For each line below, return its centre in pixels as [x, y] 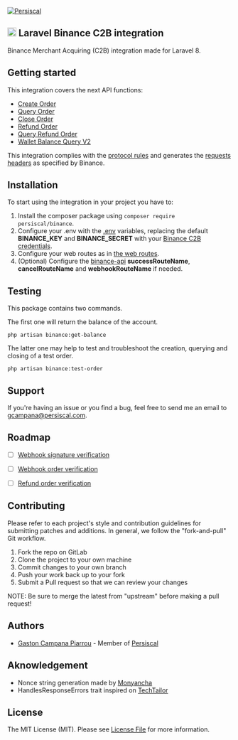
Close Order [36, 119]
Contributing [36, 506]
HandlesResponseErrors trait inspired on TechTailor [93, 690]
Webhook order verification [58, 468]
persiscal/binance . [46, 223]
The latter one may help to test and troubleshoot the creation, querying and [118, 348]
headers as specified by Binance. [56, 163]
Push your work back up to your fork [71, 574]
